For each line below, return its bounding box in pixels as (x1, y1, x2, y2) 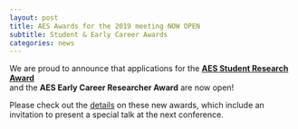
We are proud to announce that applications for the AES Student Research (9, 63, 289, 74)
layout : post (9, 13, 59, 23)
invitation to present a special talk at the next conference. (9, 109, 224, 120)
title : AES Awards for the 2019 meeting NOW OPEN (9, 22, 201, 31)
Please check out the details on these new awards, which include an (9, 100, 264, 111)
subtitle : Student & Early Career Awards (9, 30, 168, 39)
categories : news (9, 38, 75, 48)
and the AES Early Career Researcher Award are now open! (9, 82, 235, 93)
